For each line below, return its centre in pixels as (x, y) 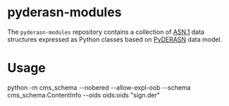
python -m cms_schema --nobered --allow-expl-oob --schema (99, 87)
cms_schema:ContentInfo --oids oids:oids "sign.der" (84, 95)
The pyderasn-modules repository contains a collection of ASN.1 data (106, 32)
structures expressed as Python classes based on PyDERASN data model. (115, 39)
